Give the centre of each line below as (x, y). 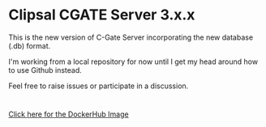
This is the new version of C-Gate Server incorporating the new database (131, 37)
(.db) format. (30, 45)
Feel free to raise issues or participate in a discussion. (99, 86)
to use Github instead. (45, 70)
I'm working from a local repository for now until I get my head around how (133, 61)
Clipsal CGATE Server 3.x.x (102, 15)
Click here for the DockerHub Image (69, 114)
